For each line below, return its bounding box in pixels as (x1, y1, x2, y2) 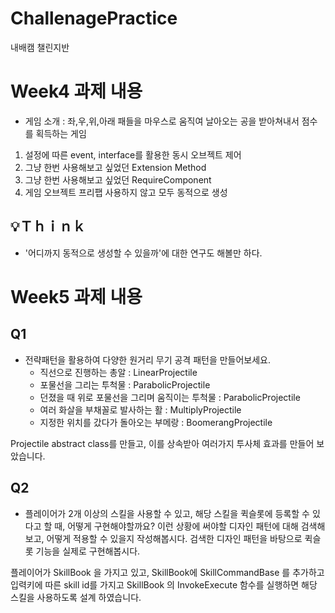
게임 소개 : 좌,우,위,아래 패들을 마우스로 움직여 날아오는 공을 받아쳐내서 (24, 115, 300, 127)
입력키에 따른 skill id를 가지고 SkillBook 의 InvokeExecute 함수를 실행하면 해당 (10, 578, 318, 591)
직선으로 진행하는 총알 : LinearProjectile (39, 366, 198, 378)
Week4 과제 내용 (10, 80, 143, 103)
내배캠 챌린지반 (10, 41, 70, 53)
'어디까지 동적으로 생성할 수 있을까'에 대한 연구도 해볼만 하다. (24, 247, 263, 259)
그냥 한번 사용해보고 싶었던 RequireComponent (24, 173, 212, 186)
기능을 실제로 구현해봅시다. (35, 545, 141, 557)
